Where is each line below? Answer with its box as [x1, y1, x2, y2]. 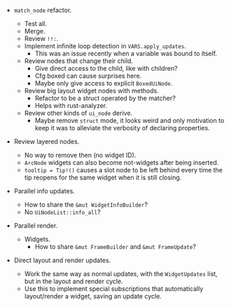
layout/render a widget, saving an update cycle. [24, 292, 162, 300]
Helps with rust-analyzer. [34, 102, 108, 109]
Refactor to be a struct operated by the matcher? [34, 94, 176, 102]
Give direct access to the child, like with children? [34, 64, 178, 72]
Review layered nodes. [13, 137, 80, 146]
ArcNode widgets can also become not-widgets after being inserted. [24, 158, 219, 167]
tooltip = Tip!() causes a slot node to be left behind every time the [24, 166, 223, 174]
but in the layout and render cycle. [24, 277, 124, 285]
